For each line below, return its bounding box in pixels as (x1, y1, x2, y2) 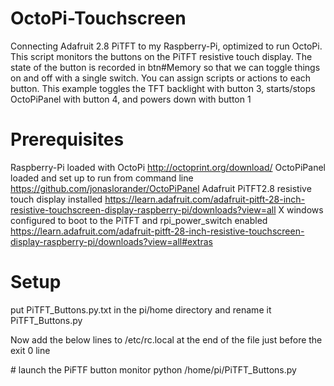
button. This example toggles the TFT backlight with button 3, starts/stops (10, 82, 316, 94)
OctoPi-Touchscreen (10, 7, 187, 30)
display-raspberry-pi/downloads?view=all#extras (10, 235, 213, 247)
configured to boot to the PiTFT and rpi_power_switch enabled (10, 214, 268, 226)
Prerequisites (10, 128, 125, 151)
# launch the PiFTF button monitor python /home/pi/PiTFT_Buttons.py (10, 363, 297, 376)
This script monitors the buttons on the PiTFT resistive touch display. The (10, 50, 313, 62)
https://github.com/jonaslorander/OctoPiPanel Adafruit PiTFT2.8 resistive (10, 182, 312, 194)
